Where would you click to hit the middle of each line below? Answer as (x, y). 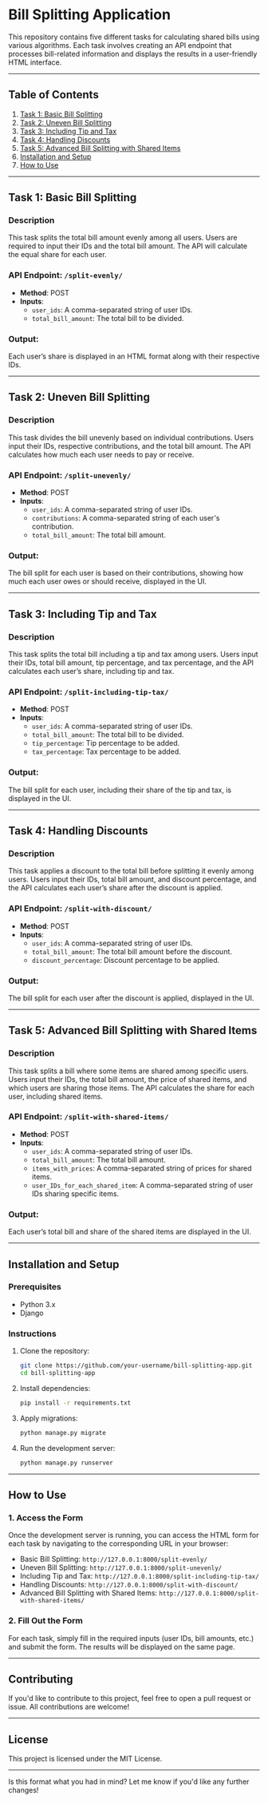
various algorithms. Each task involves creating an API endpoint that (120, 45)
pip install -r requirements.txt (75, 1403)
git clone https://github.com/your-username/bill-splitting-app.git (136, 1366)
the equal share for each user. (57, 255)
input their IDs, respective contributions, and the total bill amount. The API (130, 446)
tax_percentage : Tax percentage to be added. (106, 751)
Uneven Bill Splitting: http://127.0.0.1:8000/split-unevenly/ (121, 1567)
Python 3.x (37, 1304)
